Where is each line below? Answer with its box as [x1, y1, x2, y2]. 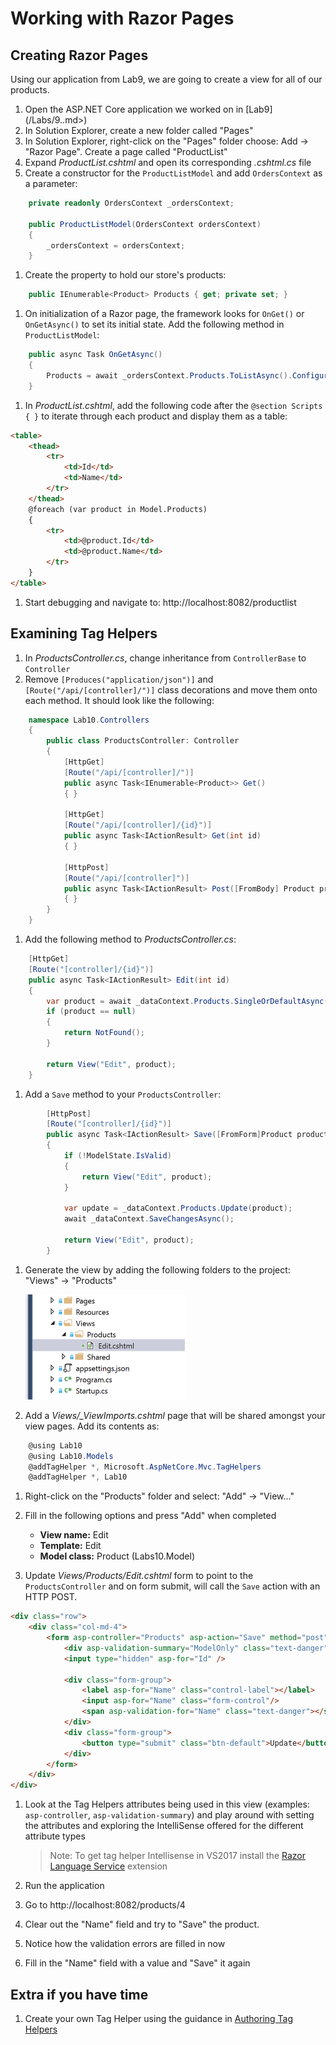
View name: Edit [39, 1529, 109, 1541]
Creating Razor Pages [10, 47, 149, 64]
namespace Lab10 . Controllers [28, 715, 150, 725]
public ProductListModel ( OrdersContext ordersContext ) [28, 219, 262, 229]
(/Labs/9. [24, 114, 63, 126]
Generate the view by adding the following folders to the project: [24, 1263, 291, 1276]
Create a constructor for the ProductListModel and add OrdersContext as [24, 167, 323, 179]
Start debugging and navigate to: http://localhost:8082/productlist [24, 596, 297, 608]
